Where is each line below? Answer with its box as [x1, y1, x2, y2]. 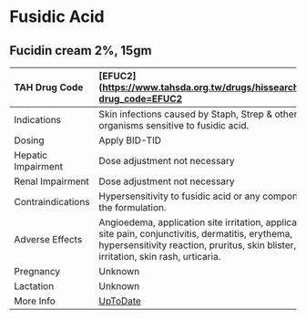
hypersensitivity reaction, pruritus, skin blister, [98, 239, 297, 252]
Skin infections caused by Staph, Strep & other [98, 108, 298, 120]
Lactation [14, 280, 55, 293]
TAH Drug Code [14, 81, 84, 93]
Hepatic [14, 149, 48, 161]
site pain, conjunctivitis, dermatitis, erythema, [98, 228, 293, 240]
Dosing [14, 134, 45, 147]
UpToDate [98, 294, 141, 307]
